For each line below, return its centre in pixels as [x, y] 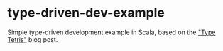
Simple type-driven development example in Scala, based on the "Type [111, 32]
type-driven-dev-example [86, 13]
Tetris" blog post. [33, 39]
